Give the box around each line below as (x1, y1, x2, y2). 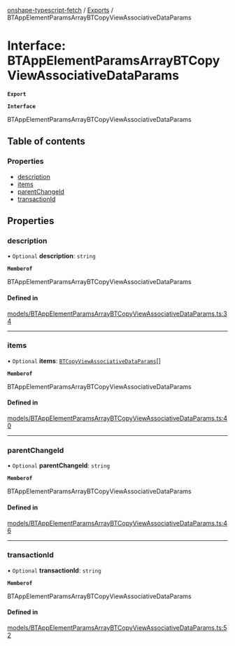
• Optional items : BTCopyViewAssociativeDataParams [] (7, 356, 161, 365)
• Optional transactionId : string (7, 566, 101, 575)
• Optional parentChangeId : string (7, 461, 111, 470)
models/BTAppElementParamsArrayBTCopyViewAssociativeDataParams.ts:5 (7, 624, 227, 632)
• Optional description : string (7, 252, 96, 260)
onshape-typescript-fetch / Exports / (7, 6, 114, 14)
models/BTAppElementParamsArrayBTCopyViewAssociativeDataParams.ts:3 (7, 309, 227, 318)
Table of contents (7, 136, 85, 148)
